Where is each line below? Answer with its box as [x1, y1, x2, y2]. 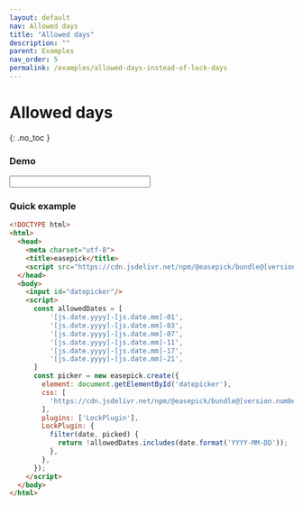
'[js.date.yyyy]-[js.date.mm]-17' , [49, 346, 183, 355]
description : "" [9, 38, 70, 48]
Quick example [9, 200, 77, 213]
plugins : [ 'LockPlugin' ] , [41, 413, 140, 422]
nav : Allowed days [9, 22, 78, 31]
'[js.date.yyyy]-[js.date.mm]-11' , [49, 337, 183, 347]
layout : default [9, 13, 70, 23]
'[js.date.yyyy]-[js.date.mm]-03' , [49, 321, 183, 330]
